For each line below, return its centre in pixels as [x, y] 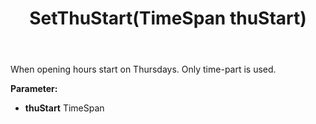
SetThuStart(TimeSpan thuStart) [168, 18]
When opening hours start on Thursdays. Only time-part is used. [143, 69]
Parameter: [34, 89]
